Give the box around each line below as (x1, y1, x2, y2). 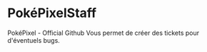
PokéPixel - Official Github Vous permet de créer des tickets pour (7, 28, 200, 37)
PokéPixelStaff (7, 5, 97, 21)
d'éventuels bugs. (7, 36, 61, 44)
